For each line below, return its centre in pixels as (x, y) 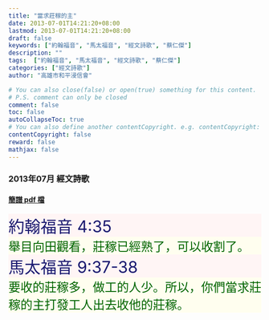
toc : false (26, 112)
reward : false (32, 142)
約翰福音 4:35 (60, 226)
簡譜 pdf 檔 (26, 200)
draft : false (30, 38)
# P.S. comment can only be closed (68, 97)
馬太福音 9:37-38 (73, 267)
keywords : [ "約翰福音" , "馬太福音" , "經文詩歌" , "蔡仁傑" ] (100, 46)
